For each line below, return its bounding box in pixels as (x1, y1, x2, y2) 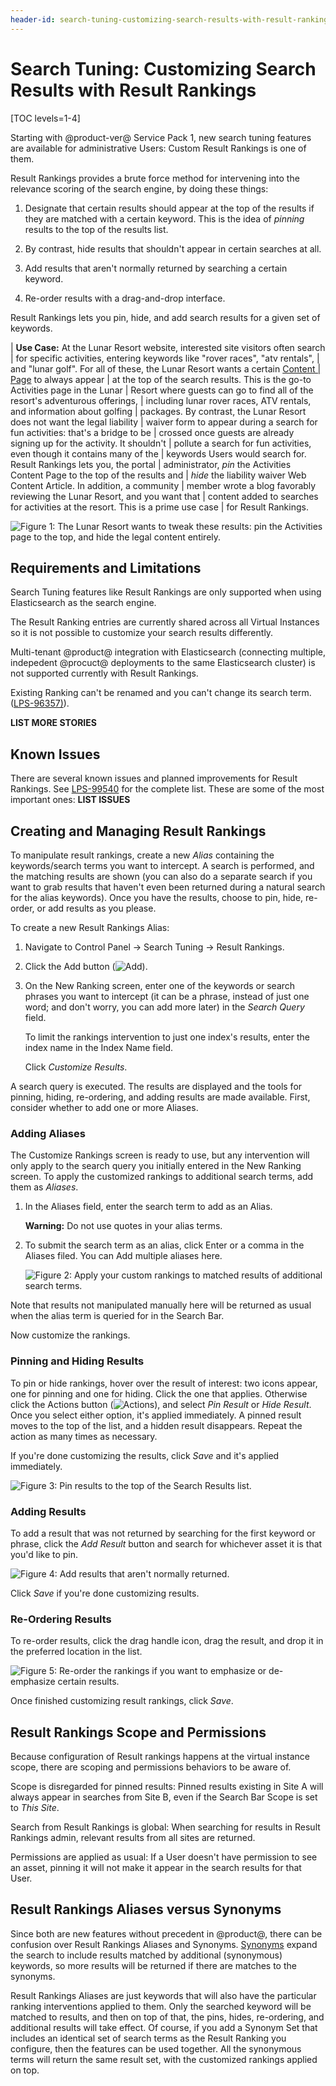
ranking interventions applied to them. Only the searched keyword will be (10, 2000, 312, 2012)
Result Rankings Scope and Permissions (10, 1724, 267, 1741)
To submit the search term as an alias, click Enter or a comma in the (24, 1239, 305, 1251)
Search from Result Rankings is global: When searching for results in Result (10, 1821, 321, 1833)
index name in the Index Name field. (24, 1042, 174, 1053)
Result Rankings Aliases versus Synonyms (10, 1901, 282, 1918)
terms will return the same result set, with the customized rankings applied (10, 2053, 318, 2065)
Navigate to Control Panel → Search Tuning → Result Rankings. (24, 941, 285, 953)
